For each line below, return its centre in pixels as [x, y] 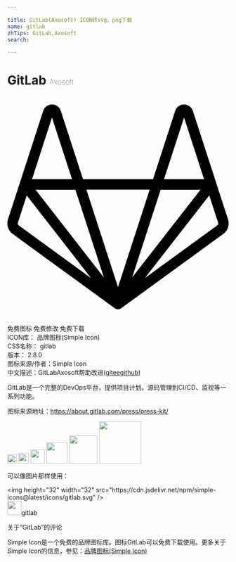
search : [19, 39]
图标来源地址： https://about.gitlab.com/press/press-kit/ [88, 411]
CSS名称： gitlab [32, 346]
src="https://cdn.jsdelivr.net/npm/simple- [156, 490]
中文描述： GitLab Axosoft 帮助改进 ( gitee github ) [74, 373]
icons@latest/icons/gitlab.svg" [52, 497]
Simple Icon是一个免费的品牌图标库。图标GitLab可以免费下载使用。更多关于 [117, 542]
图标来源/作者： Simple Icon [47, 364]
